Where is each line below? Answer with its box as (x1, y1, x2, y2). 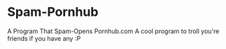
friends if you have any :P (7, 34, 81, 42)
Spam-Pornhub (7, 4, 99, 20)
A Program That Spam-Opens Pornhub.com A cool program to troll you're (7, 27, 220, 35)
